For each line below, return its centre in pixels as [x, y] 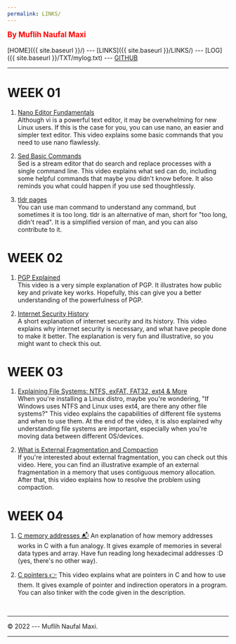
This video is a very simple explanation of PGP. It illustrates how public [120, 285]
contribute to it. [40, 229]
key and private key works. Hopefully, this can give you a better [109, 292]
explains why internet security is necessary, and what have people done [122, 328]
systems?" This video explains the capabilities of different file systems [119, 414]
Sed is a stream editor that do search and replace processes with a [114, 163]
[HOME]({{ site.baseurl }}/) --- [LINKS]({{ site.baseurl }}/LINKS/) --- [105, 50]
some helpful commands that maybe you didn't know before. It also [115, 178]
